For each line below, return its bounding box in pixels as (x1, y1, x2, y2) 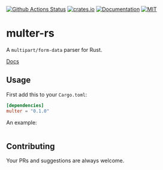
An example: (6, 119, 37, 126)
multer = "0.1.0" (6, 108, 50, 114)
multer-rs (6, 27, 55, 40)
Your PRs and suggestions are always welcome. (6, 157, 125, 164)
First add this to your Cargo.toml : (6, 91, 87, 98)
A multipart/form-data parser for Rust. (6, 46, 102, 53)
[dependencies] (6, 102, 44, 109)
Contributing (6, 141, 55, 152)
